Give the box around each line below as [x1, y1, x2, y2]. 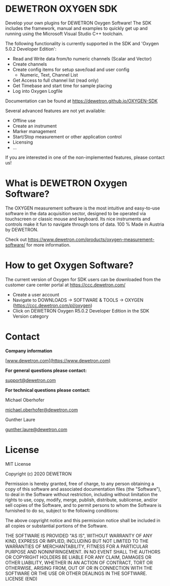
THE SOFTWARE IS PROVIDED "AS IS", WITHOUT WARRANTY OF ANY [5, 532, 153, 538]
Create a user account [12, 291, 59, 297]
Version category [12, 313, 49, 319]
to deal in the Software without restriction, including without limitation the [5, 491, 158, 497]
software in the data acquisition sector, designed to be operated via [5, 210, 146, 216]
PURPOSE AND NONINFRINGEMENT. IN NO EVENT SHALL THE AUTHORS [5, 548, 161, 555]
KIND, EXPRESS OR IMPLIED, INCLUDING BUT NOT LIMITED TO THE [5, 538, 149, 544]
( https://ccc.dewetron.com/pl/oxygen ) [12, 302, 93, 308]
